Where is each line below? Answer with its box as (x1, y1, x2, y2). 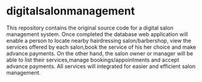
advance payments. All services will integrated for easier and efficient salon (6, 62, 196, 70)
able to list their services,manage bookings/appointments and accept (6, 56, 180, 63)
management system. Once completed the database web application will (6, 30, 188, 37)
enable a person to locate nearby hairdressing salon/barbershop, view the (6, 37, 192, 44)
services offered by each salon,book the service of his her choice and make (6, 43, 197, 51)
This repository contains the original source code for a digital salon (6, 24, 174, 31)
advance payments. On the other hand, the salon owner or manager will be (6, 49, 194, 57)
